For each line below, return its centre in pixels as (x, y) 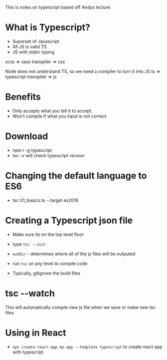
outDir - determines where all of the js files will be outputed (74, 254)
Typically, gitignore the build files (46, 273)
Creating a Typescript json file (69, 220)
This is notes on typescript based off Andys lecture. (58, 7)
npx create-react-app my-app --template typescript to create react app (87, 346)
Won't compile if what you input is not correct (59, 116)
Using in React (36, 333)
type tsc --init (29, 244)
